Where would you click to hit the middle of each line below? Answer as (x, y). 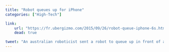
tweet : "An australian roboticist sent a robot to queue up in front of (83, 42)
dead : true (26, 33)
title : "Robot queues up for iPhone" (45, 10)
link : (11, 23)
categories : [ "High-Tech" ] (33, 14)
